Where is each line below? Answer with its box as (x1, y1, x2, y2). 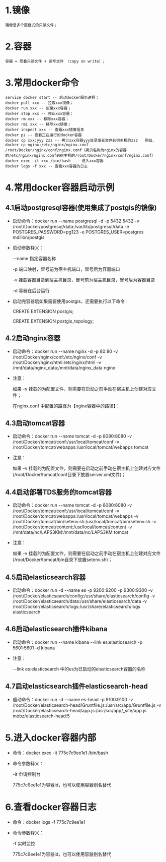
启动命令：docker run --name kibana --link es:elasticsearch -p (12, 639, 143, 645)
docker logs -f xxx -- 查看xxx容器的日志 (5, 163, 88, 169)
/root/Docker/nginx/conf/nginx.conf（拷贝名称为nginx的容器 (5, 147, 127, 153)
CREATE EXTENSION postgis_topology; (12, 318, 94, 324)
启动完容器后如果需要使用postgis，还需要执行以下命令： (12, 298, 129, 304)
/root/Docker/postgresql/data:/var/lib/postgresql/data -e (12, 223, 129, 229)
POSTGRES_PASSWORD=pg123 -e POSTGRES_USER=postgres (12, 229, 144, 235)
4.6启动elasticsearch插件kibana (5, 625, 108, 633)
